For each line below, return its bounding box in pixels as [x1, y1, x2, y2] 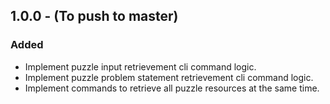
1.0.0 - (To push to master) [10, 8, 179, 25]
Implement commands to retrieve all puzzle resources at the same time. [24, 82, 320, 94]
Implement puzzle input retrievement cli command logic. [24, 60, 257, 73]
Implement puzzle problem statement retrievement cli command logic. [24, 71, 314, 83]
